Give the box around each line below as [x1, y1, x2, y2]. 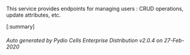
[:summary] [6, 23, 35, 30]
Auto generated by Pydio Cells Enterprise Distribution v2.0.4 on [6, 36, 163, 44]
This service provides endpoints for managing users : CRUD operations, [6, 5, 184, 12]
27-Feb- [164, 36, 185, 44]
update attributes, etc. [6, 11, 61, 19]
